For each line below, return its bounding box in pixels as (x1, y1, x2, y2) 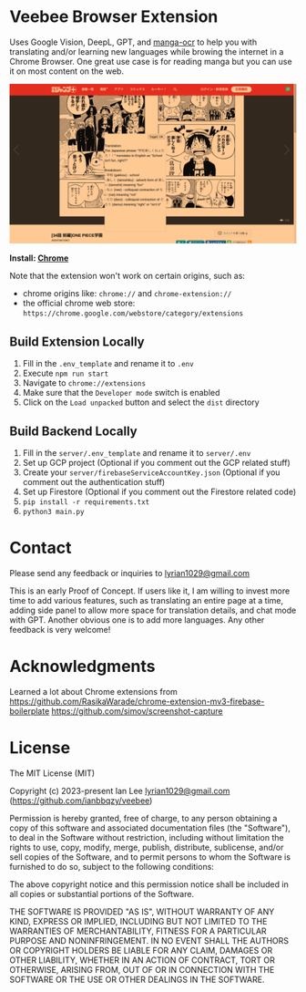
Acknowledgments (9, 656, 157, 677)
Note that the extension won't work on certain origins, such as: (9, 271, 246, 282)
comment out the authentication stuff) (22, 477, 166, 488)
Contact (9, 538, 72, 558)
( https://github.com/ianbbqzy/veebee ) (9, 795, 153, 806)
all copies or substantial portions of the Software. (9, 888, 194, 899)
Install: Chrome (9, 253, 69, 263)
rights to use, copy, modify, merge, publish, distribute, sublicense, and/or (9, 842, 284, 852)
